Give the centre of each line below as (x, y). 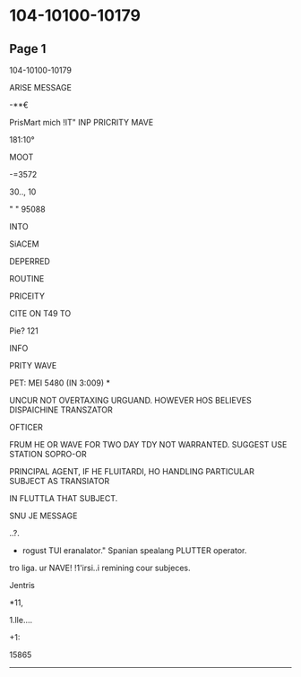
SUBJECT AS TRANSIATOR (60, 481)
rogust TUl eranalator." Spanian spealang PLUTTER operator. (134, 551)
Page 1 (28, 49)
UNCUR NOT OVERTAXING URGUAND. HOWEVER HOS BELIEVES (131, 400)
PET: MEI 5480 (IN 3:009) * (60, 383)
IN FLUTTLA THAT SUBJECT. (64, 498)
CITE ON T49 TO (40, 313)
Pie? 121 (24, 331)
